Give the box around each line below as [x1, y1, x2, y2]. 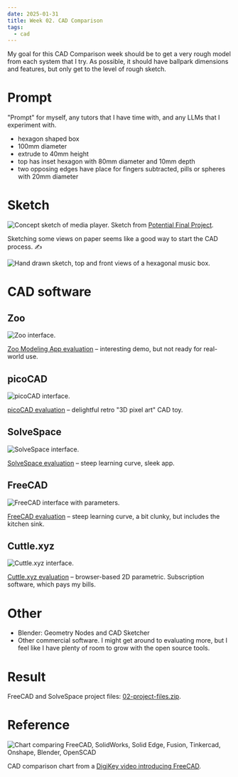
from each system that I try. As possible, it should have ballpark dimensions [7, 58, 229, 66]
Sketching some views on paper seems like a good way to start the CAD [7, 235, 219, 243]
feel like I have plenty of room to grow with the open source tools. [17, 644, 210, 653]
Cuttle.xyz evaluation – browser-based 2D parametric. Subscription [7, 573, 205, 582]
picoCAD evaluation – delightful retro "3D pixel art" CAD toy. [7, 405, 183, 414]
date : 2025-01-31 [7, 10, 59, 18]
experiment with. [7, 121, 57, 129]
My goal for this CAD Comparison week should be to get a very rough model [7, 50, 231, 58]
